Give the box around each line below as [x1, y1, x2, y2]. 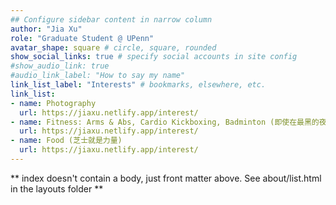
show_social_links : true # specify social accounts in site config [10, 52, 298, 62]
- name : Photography [10, 98, 97, 108]
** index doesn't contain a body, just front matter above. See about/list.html [10, 172, 322, 184]
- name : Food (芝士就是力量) [10, 136, 123, 146]
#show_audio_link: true [10, 61, 110, 71]
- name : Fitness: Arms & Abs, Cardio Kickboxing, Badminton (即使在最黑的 [10, 117, 320, 127]
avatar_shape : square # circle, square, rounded [10, 42, 217, 53]
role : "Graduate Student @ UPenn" [10, 33, 155, 43]
